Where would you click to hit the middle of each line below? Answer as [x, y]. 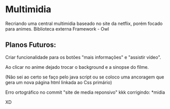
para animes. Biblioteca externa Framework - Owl [57, 29]
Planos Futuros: [31, 45]
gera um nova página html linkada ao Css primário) [59, 82]
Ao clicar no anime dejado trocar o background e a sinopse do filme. [77, 67]
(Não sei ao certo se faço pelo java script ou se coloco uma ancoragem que [85, 77]
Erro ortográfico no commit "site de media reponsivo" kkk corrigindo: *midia [85, 92]
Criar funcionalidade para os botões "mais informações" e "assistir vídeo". [83, 57]
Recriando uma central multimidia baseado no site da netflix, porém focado [84, 23]
